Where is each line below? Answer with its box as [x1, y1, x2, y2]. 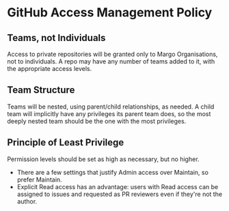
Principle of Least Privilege [7, 137, 124, 148]
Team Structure [7, 84, 75, 96]
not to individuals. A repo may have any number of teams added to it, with [7, 57, 215, 66]
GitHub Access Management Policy [7, 5, 213, 20]
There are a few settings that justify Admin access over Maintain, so [16, 168, 208, 176]
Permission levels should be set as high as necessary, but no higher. [7, 155, 200, 163]
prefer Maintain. [16, 175, 63, 184]
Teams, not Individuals [7, 32, 106, 44]
